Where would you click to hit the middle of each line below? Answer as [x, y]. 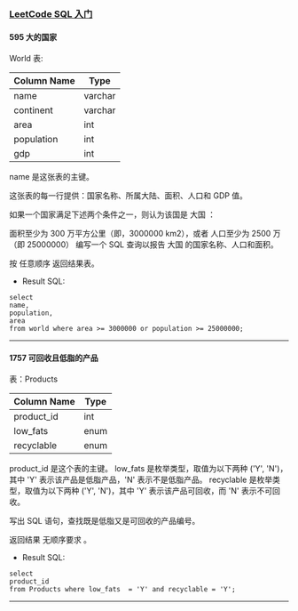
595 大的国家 [33, 36]
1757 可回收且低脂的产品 [54, 358]
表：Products [34, 379]
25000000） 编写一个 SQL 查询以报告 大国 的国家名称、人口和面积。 [153, 245]
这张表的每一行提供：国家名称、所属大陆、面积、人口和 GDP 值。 [129, 196]
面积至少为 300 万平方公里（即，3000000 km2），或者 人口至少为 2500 [140, 234]
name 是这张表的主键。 [52, 177]
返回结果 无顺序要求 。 [50, 540]
